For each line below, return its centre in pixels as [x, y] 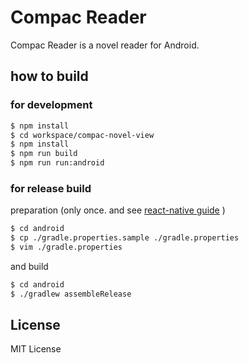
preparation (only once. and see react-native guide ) [118, 210]
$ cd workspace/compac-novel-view [82, 135]
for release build [51, 188]
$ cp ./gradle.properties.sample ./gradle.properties [125, 238]
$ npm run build [44, 154]
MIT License [36, 349]
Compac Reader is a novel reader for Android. [105, 45]
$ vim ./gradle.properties [66, 247]
